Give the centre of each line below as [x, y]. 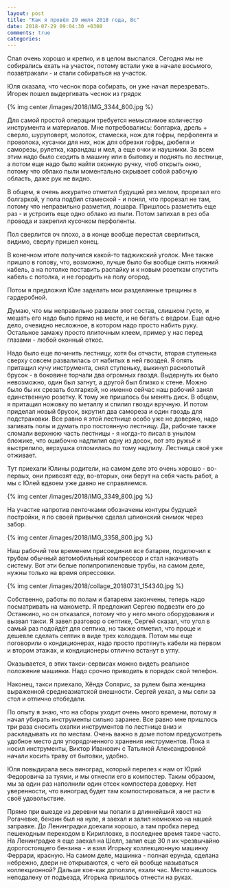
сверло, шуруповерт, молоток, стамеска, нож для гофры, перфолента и [113, 135]
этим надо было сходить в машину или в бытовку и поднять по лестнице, [115, 157]
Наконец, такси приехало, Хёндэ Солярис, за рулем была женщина [106, 684]
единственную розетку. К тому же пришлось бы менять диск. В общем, [113, 397]
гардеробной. [27, 297]
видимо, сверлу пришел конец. [53, 242]
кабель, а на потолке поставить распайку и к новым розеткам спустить [113, 270]
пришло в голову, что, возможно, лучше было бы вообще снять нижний [113, 262]
